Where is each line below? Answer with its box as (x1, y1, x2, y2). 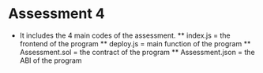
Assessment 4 (8, 5, 105, 23)
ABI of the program (19, 56, 82, 65)
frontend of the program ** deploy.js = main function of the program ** (19, 38, 251, 48)
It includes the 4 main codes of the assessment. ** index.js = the (19, 31, 231, 40)
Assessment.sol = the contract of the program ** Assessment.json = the (19, 47, 255, 57)
